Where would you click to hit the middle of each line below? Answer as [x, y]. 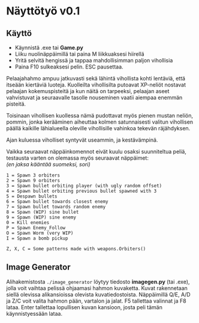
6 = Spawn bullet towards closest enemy [58, 202]
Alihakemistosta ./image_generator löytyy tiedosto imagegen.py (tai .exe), [98, 282]
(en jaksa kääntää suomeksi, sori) [49, 164]
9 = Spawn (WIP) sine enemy [41, 217]
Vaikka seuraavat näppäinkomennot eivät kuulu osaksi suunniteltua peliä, [97, 152]
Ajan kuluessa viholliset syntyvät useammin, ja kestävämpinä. [82, 140]
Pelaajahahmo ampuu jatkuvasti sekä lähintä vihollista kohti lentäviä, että [96, 78]
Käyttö [19, 33]
